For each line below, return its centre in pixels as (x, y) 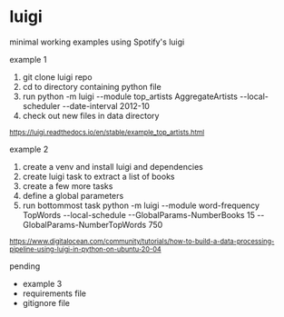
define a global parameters (73, 195)
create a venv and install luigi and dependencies (113, 166)
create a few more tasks (68, 186)
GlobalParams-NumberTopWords (84, 224)
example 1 (28, 59)
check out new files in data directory (91, 115)
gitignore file (46, 302)
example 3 (42, 283)
